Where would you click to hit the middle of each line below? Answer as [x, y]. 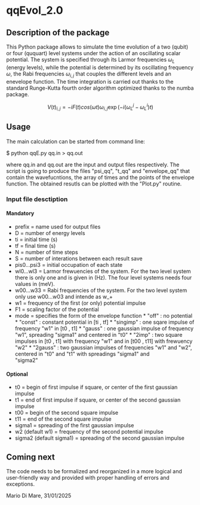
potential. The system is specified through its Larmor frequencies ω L [90, 60]
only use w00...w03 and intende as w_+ [64, 296]
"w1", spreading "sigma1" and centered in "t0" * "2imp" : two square [99, 334]
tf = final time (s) [35, 245]
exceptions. [20, 484]
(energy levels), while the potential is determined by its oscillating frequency [100, 67]
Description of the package [58, 33]
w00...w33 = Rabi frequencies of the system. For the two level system [101, 290]
